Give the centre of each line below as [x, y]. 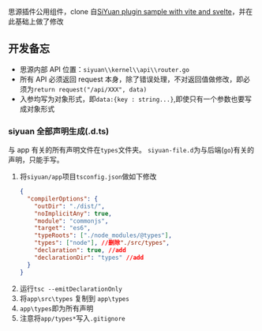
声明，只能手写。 [36, 160]
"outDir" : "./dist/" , [69, 206]
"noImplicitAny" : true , [73, 213]
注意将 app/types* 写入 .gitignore [72, 318]
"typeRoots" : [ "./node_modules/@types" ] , [103, 235]
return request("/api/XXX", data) [90, 89]
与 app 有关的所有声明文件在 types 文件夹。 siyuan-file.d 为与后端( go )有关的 [131, 150]
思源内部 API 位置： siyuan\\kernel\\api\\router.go [104, 69]
